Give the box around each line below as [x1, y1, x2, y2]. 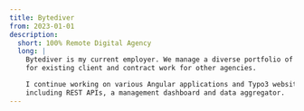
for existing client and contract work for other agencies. [25, 64, 257, 73]
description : [9, 30, 59, 39]
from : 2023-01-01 [9, 22, 75, 31]
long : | [17, 47, 47, 56]
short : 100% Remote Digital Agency [17, 38, 152, 48]
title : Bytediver [9, 13, 75, 23]
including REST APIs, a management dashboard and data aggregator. [25, 88, 285, 97]
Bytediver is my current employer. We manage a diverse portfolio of [25, 55, 294, 64]
